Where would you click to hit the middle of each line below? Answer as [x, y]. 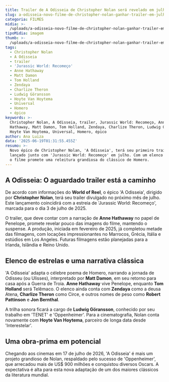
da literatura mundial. [27, 375]
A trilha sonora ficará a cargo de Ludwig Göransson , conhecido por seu [80, 309]
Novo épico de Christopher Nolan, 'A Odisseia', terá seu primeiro [82, 151]
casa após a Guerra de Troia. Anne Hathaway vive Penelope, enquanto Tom [84, 284]
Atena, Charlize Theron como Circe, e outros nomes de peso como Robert [83, 294]
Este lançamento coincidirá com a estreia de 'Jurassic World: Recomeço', [81, 203]
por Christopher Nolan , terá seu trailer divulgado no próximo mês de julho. [83, 198]
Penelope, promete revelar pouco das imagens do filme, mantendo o [76, 224]
